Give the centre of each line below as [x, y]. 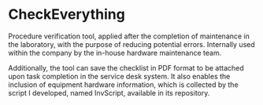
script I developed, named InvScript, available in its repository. [109, 92]
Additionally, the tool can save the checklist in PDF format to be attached [126, 67]
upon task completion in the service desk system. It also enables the [119, 76]
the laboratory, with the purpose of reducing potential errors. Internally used [132, 44]
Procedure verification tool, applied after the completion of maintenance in [129, 36]
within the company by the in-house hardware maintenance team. [115, 52]
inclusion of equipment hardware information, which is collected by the [123, 85]
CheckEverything [67, 14]
